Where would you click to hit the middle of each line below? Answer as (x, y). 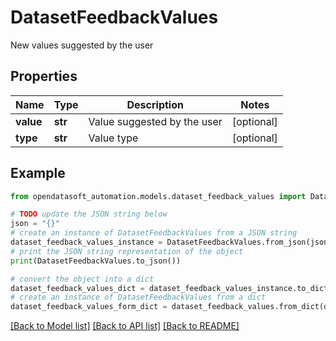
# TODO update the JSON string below (89, 214)
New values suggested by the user (82, 45)
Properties (44, 76)
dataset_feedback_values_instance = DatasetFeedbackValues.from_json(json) (171, 242)
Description (155, 104)
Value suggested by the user (155, 121)
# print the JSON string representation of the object (127, 251)
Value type (113, 138)
